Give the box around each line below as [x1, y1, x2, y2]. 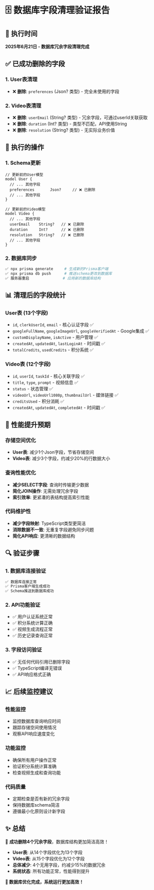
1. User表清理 [5, 76, 37, 83]
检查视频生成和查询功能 [12, 769, 61, 775]
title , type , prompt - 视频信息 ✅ [12, 379, 78, 385]
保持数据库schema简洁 [12, 802, 60, 808]
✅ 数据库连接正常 [5, 579, 37, 584]
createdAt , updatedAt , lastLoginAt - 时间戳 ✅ [12, 341, 105, 347]
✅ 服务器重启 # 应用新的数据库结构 [5, 276, 101, 281]
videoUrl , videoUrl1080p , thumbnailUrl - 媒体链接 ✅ [12, 392, 119, 398]
